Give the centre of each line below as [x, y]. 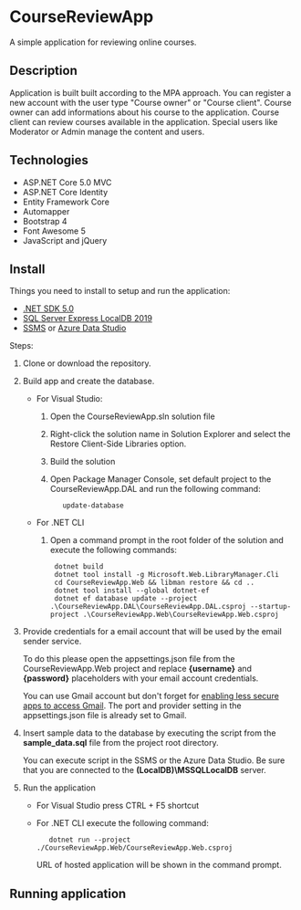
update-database [93, 506]
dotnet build [79, 567]
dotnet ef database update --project [126, 599]
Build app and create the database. [88, 382]
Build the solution [83, 462]
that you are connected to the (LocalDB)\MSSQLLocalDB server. [144, 770]
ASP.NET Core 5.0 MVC [67, 182]
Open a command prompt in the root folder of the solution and [167, 540]
